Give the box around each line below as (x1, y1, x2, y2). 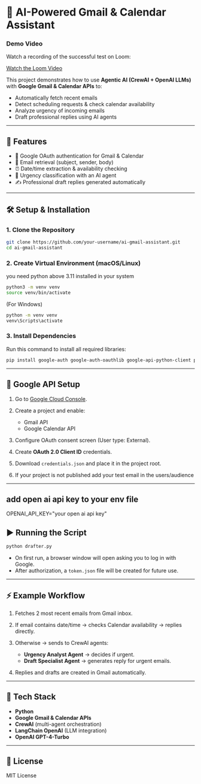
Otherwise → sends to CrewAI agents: (14, 639, 109, 646)
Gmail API (23, 418, 48, 426)
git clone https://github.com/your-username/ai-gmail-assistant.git (6, 239, 181, 245)
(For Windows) (6, 300, 43, 307)
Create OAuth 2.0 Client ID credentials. (14, 448, 112, 455)
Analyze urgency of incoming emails (14, 107, 105, 114)
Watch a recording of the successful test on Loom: (6, 53, 131, 61)
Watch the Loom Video (6, 65, 63, 72)
